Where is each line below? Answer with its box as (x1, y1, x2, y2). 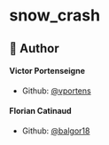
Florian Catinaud (9, 106, 73, 117)
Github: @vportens (21, 85, 91, 96)
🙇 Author (9, 41, 59, 56)
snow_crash (9, 5, 100, 26)
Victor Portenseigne (9, 66, 86, 77)
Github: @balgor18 (21, 125, 90, 136)
